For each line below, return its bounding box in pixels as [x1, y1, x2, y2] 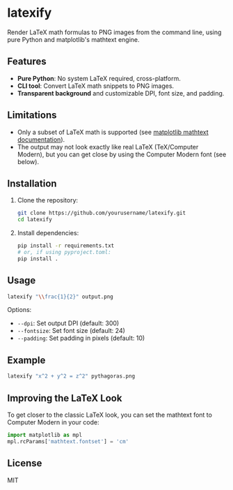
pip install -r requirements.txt [17, 242, 115, 249]
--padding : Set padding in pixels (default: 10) [17, 334, 145, 343]
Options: [7, 306, 32, 314]
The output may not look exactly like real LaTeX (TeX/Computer [17, 142, 199, 151]
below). [17, 157, 40, 165]
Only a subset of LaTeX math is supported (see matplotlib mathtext [17, 128, 209, 136]
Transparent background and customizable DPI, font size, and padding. [17, 89, 225, 97]
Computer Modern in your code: [7, 417, 99, 426]
